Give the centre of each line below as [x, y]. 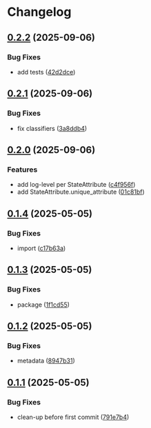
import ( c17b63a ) [41, 248]
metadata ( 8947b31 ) [46, 361]
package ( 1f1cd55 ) [43, 305]
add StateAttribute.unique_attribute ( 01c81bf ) [81, 192]
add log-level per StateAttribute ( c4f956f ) [76, 185]
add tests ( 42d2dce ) [46, 72]
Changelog [39, 12]
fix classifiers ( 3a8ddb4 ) [52, 128]
